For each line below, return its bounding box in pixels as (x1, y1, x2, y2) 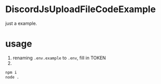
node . (5, 74, 19, 79)
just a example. (5, 20, 37, 26)
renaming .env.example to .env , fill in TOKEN (12, 55, 106, 61)
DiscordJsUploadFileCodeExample (5, 4, 156, 15)
